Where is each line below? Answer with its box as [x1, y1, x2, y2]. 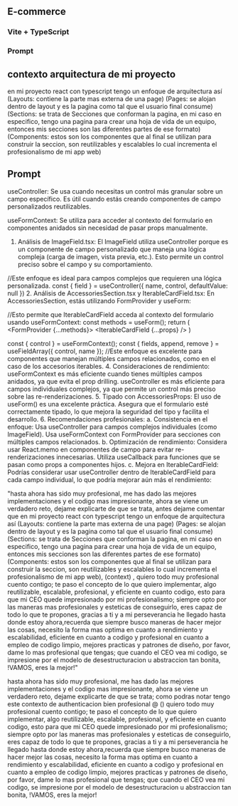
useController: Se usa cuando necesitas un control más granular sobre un [7, 187, 223, 195]
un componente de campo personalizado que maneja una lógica [17, 245, 206, 253]
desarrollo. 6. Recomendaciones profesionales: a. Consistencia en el [7, 414, 208, 423]
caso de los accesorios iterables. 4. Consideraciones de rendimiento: [7, 362, 210, 370]
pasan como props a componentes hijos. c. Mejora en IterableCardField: [7, 460, 219, 469]
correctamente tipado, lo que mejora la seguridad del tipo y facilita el [7, 407, 210, 416]
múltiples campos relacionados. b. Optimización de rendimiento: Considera [7, 437, 227, 446]
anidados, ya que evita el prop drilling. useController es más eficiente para [7, 377, 225, 385]
